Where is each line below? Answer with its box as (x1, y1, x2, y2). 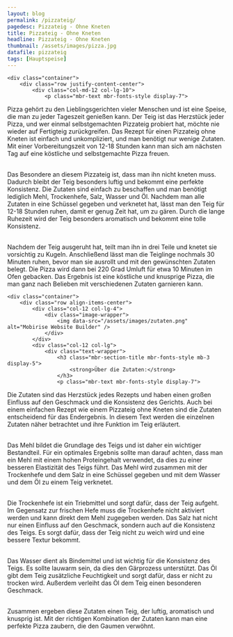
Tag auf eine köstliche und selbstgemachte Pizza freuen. (7, 149, 170, 157)
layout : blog (7, 10, 45, 17)
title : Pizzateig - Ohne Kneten (7, 29, 101, 37)
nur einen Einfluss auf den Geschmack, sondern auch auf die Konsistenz (7, 521, 216, 529)
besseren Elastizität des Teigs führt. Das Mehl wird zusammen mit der (7, 463, 207, 471)
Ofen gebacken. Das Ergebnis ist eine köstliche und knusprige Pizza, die (7, 272, 215, 280)
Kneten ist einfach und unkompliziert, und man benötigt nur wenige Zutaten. (7, 134, 225, 143)
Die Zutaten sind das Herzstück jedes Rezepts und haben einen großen (7, 390, 211, 398)
